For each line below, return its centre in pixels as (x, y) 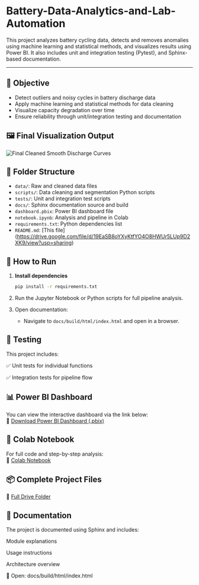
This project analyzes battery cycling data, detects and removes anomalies (97, 40)
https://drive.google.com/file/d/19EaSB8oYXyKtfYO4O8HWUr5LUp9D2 (104, 236)
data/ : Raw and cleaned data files (56, 186)
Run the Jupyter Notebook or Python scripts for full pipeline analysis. (99, 298)
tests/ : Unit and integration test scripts (62, 199)
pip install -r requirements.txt (56, 287)
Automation (36, 23)
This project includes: (33, 354)
